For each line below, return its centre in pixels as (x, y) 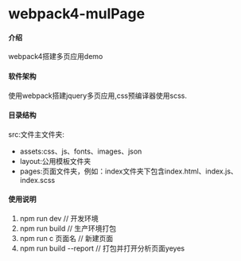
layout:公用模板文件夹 (55, 161)
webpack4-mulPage (77, 14)
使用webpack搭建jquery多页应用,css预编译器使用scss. (97, 95)
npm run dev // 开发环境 (59, 218)
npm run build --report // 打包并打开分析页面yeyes (102, 248)
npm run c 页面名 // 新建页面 (66, 238)
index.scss (37, 180)
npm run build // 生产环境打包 (68, 228)
